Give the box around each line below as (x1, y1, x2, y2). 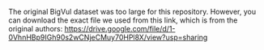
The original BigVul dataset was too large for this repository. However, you (8, 7, 257, 16)
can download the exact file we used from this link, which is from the (8, 15, 238, 25)
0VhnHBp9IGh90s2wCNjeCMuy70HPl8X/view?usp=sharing (8, 32, 208, 42)
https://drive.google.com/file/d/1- (64, 24, 176, 33)
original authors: (8, 24, 63, 33)
